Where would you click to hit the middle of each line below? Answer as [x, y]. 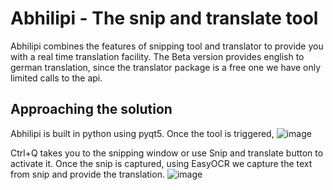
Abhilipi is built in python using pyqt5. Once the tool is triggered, [142, 133]
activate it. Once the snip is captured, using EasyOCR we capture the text [161, 163]
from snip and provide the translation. [87, 174]
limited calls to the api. [56, 78]
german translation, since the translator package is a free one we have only [166, 67]
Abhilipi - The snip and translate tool [164, 18]
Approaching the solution [91, 109]
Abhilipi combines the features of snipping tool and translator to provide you [167, 46]
